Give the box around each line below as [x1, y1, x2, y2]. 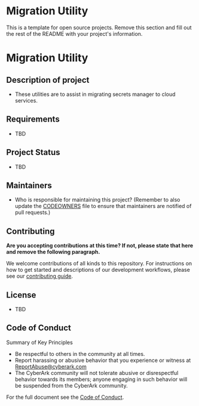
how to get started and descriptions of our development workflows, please [6, 266, 190, 274]
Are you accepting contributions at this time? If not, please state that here [6, 242, 194, 249]
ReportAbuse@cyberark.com [14, 362, 87, 370]
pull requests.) [14, 209, 51, 216]
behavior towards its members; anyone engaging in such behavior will [14, 376, 188, 383]
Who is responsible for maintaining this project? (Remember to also [14, 196, 180, 203]
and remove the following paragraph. [6, 249, 100, 256]
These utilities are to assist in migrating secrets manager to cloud [14, 91, 176, 98]
